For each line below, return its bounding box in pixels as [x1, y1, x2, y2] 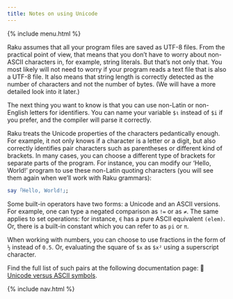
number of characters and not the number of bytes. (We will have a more [7, 79, 216, 88]
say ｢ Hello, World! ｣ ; [7, 187, 69, 194]
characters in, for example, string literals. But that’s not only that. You [24, 57, 223, 66]
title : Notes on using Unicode [7, 10, 98, 17]
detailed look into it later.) [7, 87, 80, 95]
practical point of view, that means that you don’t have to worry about [7, 50, 207, 59]
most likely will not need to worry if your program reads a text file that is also [7, 65, 227, 73]
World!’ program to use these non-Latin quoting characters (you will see [7, 166, 214, 174]
